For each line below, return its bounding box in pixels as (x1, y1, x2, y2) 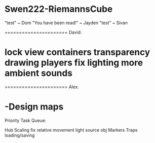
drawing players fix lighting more (4, 57, 143, 69)
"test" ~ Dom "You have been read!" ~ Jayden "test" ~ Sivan (4, 20, 128, 26)
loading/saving (4, 132, 35, 138)
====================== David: (4, 29, 82, 35)
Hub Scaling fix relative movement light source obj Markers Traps (4, 127, 138, 133)
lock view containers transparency (4, 47, 150, 58)
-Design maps (4, 101, 64, 112)
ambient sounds (4, 68, 73, 79)
